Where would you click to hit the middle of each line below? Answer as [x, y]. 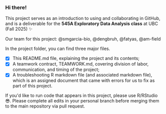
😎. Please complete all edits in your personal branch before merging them [82, 101]
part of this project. [32, 86]
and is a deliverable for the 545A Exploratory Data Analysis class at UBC [82, 23]
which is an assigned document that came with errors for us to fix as [84, 80]
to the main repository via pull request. [45, 106]
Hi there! [16, 7]
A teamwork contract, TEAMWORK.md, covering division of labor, [80, 64]
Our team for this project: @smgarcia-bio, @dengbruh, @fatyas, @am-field [83, 39]
